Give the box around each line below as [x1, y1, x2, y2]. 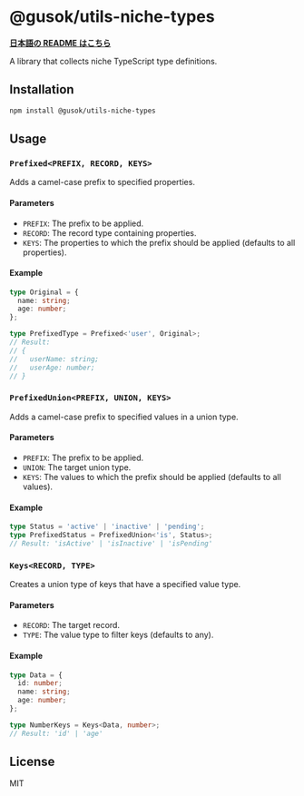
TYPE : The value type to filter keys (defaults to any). [22, 629, 214, 641]
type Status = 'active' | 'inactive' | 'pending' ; [9, 522, 205, 532]
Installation [9, 82, 74, 97]
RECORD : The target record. [22, 620, 121, 631]
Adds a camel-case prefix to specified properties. [9, 177, 195, 188]
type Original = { [9, 288, 79, 297]
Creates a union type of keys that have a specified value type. [9, 579, 241, 590]
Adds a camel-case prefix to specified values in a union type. [9, 411, 239, 422]
